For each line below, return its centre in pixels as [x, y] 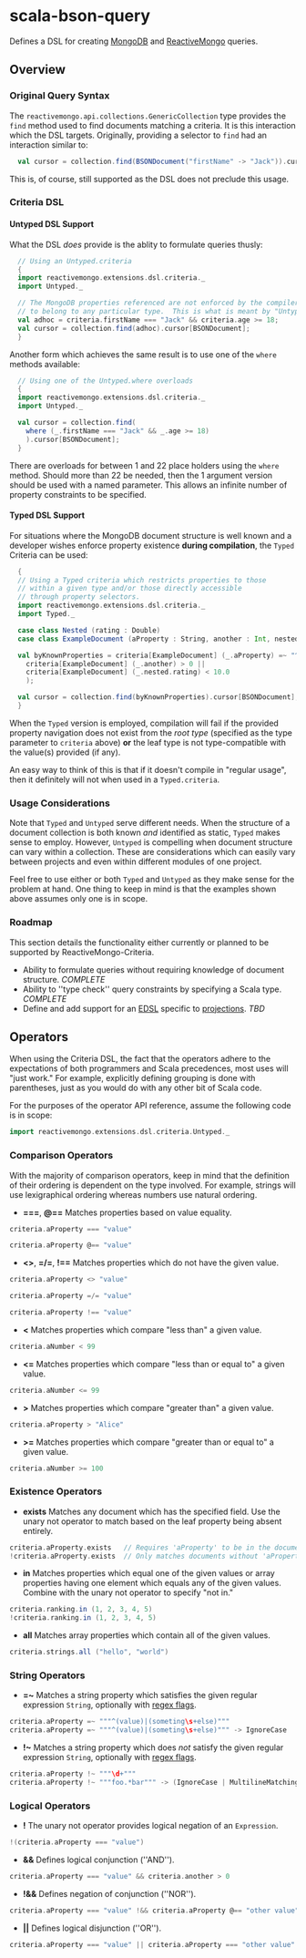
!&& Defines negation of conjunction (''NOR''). [109, 1893]
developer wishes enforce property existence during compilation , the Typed [152, 545]
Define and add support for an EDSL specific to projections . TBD [144, 1008]
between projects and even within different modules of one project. [136, 861]
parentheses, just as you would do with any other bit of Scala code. [136, 1088]
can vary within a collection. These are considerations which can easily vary [153, 852]
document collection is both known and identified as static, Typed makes [145, 833]
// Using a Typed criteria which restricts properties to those [142, 580]
